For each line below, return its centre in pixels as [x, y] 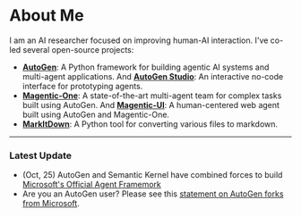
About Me [47, 16]
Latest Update [41, 155]
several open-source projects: [78, 49]
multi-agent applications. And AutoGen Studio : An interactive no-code [153, 76]
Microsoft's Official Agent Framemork [91, 185]
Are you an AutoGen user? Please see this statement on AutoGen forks [153, 194]
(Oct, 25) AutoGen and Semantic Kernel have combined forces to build [152, 175]
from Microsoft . [51, 204]
